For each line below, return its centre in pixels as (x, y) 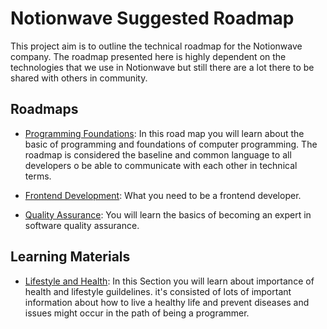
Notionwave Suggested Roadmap (152, 18)
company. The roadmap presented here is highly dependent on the (148, 56)
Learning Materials (70, 257)
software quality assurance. (82, 225)
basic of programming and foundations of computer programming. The (171, 144)
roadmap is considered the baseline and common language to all (158, 154)
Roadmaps (44, 109)
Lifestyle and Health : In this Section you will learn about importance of (169, 281)
